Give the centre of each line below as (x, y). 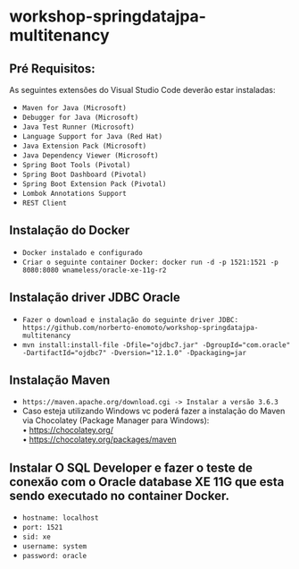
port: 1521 (42, 528)
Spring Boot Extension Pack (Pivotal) (94, 184)
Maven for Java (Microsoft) (74, 108)
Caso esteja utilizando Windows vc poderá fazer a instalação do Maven (154, 411)
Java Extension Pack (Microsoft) (84, 146)
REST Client (44, 203)
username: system (54, 547)
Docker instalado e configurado (82, 252)
